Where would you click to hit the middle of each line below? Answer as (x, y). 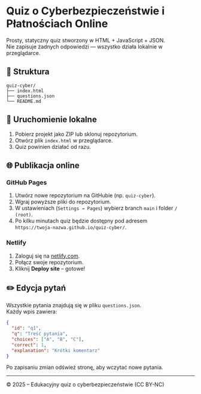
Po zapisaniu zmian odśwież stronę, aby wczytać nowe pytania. (85, 367)
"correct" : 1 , (29, 345)
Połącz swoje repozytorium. (49, 262)
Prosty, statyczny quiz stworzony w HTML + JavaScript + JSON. (86, 40)
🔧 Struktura (28, 72)
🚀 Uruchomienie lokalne (51, 120)
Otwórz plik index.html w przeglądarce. (64, 140)
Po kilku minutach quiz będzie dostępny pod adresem (81, 221)
